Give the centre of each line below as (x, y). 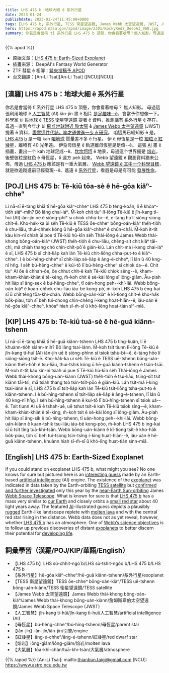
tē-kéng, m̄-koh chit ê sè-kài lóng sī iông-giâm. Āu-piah (103, 277)
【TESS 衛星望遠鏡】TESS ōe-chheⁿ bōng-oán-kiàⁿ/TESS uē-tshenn (83, 581)
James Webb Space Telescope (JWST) (59, 607)
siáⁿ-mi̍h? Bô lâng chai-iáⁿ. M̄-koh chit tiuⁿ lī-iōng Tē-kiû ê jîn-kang (83, 212)
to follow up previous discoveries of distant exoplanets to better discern (80, 528)
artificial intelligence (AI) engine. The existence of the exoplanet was (90, 480)
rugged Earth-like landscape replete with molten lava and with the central (81, 512)
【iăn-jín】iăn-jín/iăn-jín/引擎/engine (50, 631)
